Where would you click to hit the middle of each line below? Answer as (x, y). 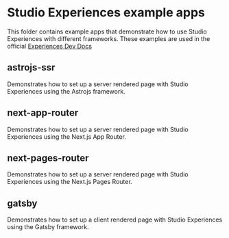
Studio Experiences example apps (106, 13)
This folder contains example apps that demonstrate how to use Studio (107, 31)
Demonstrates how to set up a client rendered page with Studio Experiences (115, 220)
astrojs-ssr (31, 67)
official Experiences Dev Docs (50, 46)
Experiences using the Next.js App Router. (67, 136)
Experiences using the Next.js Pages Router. (70, 182)
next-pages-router (48, 158)
